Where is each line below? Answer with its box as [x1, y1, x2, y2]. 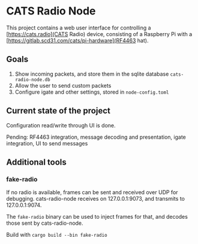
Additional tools [6, 157, 67, 167]
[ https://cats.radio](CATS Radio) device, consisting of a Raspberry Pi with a [6, 30, 193, 37]
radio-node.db [14, 76, 50, 82]
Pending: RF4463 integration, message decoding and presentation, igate [6, 133, 186, 141]
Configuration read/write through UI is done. [6, 121, 116, 129]
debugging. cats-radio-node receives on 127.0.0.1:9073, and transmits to [6, 195, 185, 203]
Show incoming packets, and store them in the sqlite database [14, 70, 169, 78]
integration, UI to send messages [6, 139, 88, 147]
